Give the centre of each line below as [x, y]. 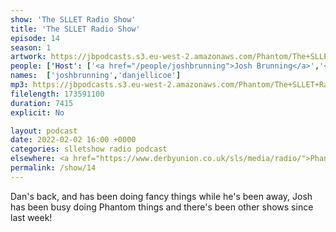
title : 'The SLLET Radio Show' [75, 29]
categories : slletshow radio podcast [89, 149]
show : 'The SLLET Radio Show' [73, 19]
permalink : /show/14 [53, 168]
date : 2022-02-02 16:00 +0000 [73, 140]
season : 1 [31, 47]
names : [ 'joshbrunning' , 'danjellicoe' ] [96, 76]
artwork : [28, 57]
